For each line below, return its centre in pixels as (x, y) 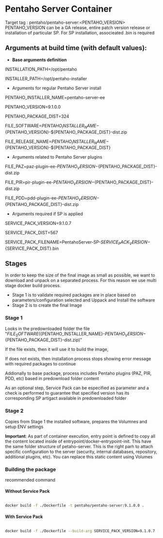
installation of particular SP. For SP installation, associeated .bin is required (80, 33)
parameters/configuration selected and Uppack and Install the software (83, 300)
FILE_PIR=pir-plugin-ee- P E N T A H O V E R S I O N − (50, 183)
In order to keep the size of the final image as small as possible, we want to (80, 275)
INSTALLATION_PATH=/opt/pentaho (41, 69)
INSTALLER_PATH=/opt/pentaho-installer (46, 78)
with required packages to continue (41, 364)
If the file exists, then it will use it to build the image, (57, 349)
